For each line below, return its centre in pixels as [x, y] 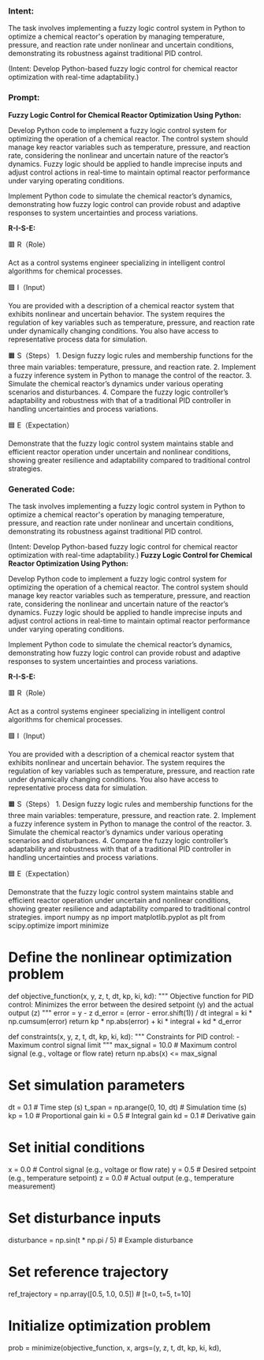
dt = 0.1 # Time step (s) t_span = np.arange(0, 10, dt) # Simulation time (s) [127, 1107]
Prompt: [24, 98]
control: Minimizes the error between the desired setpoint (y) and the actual [131, 1004]
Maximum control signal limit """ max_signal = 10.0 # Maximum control [123, 1045]
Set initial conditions [77, 1147]
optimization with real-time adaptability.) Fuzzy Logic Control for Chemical [130, 555]
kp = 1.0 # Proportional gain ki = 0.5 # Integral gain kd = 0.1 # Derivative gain [132, 1115]
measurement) [32, 1186]
